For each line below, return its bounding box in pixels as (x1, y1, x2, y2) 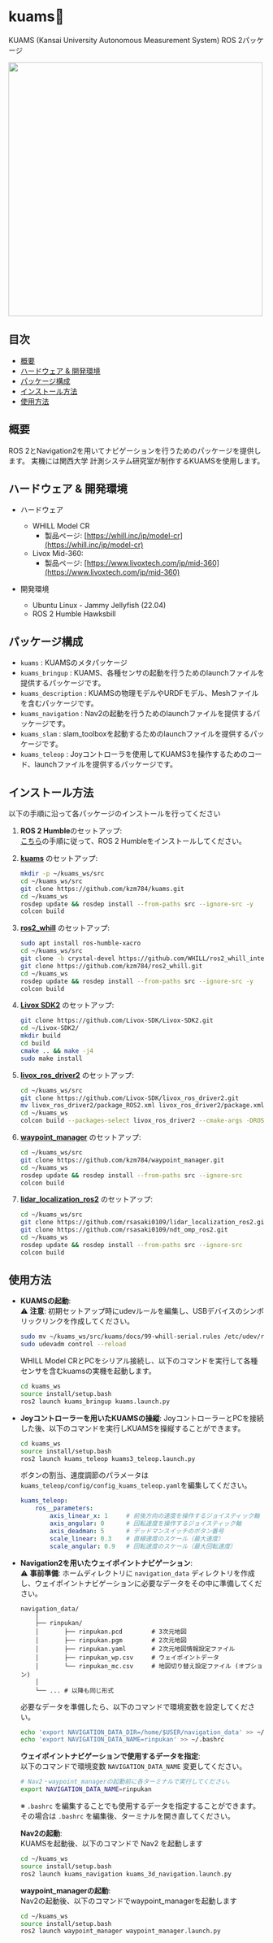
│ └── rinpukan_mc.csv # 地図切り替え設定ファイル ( (35, 1662, 239, 1670)
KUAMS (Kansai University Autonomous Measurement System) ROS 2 (8, 35, 243, 45)
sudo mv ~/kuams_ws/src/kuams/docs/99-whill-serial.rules (19, 1332, 221, 1341)
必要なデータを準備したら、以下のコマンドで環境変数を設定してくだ (19, 1702, 248, 1711)
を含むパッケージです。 (19, 698, 99, 708)
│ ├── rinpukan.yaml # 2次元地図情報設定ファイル (35, 1645, 236, 1653)
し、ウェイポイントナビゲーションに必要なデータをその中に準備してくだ (19, 1578, 262, 1588)
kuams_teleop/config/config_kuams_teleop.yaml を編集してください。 (19, 1480, 252, 1490)
